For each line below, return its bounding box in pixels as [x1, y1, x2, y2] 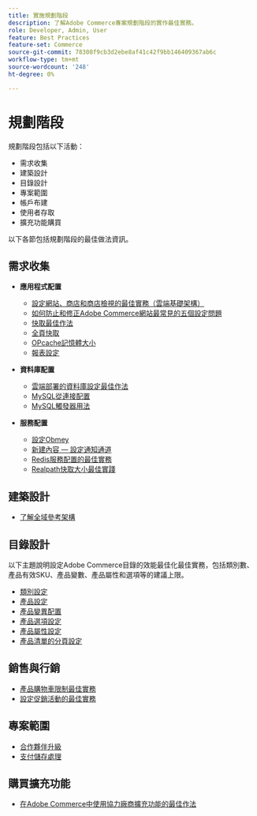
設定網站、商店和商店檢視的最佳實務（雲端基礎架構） [31, 299, 205, 308]
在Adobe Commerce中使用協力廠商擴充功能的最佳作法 [19, 799, 197, 809]
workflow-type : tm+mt [8, 56, 80, 64]
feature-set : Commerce [8, 41, 83, 49]
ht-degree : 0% [8, 70, 55, 78]
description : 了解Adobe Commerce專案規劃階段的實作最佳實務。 [8, 19, 198, 27]
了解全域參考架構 [19, 513, 76, 522]
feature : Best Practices [8, 33, 90, 42]
